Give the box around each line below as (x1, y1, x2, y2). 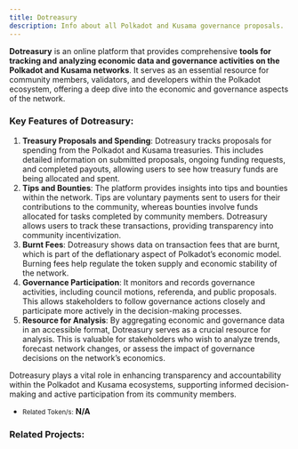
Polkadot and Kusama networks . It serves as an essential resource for (9, 64, 270, 76)
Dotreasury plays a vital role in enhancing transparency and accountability (9, 370, 282, 381)
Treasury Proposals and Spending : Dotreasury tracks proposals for (21, 135, 272, 146)
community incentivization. (21, 229, 122, 240)
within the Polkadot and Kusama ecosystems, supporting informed (9, 379, 254, 389)
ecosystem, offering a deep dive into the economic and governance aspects (9, 84, 289, 94)
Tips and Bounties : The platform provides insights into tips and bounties (21, 182, 288, 193)
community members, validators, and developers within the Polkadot (9, 74, 261, 84)
